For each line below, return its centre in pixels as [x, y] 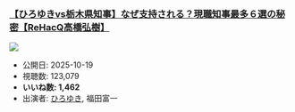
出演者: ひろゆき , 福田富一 [70, 99]
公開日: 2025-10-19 [58, 65]
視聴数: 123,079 [51, 76]
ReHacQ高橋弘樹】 [68, 27]
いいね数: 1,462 [51, 87]
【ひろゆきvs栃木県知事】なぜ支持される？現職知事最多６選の [143, 13]
